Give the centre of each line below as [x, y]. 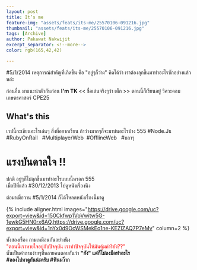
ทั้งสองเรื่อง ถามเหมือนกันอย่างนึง [38, 239]
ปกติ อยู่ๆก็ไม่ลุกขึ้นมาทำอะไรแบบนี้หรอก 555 [50, 179]
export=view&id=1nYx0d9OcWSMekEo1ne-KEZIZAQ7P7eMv [79, 228]
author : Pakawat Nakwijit [38, 39]
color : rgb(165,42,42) [34, 50]
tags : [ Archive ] [26, 34]
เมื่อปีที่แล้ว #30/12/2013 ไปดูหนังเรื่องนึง [48, 185]
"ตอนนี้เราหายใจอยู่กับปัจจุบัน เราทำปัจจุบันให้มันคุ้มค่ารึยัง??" [66, 246]
